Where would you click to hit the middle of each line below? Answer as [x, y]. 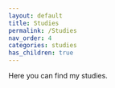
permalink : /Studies [43, 30]
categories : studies [43, 46]
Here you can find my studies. [58, 76]
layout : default [35, 16]
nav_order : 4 [30, 38]
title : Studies [34, 23]
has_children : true [41, 53]
